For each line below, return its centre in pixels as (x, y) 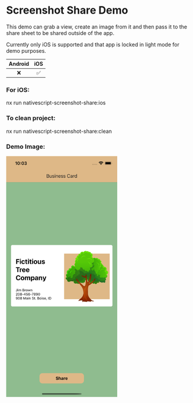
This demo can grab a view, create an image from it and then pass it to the (97, 27)
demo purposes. (26, 50)
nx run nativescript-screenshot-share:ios (56, 103)
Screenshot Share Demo (67, 10)
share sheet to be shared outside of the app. (60, 33)
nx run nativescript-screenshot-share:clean (59, 131)
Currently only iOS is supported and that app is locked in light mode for (93, 44)
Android (19, 64)
